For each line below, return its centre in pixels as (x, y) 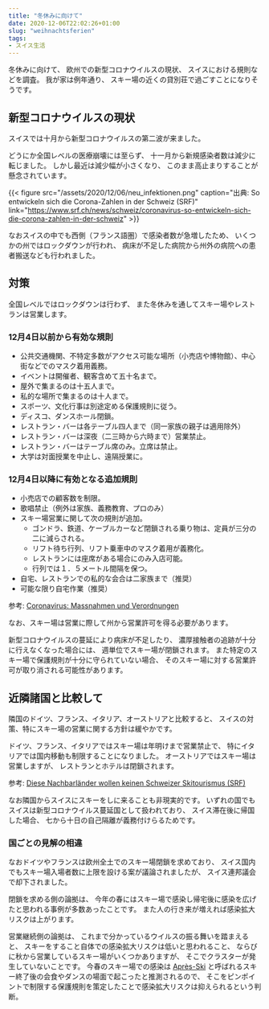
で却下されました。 (40, 882)
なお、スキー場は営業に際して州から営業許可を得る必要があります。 (120, 623)
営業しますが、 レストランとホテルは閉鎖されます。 (94, 766)
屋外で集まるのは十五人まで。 (69, 386)
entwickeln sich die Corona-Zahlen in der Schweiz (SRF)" (103, 201)
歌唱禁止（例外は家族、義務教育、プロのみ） (94, 508)
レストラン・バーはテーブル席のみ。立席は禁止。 (101, 446)
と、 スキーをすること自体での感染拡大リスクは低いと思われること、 (122, 946)
